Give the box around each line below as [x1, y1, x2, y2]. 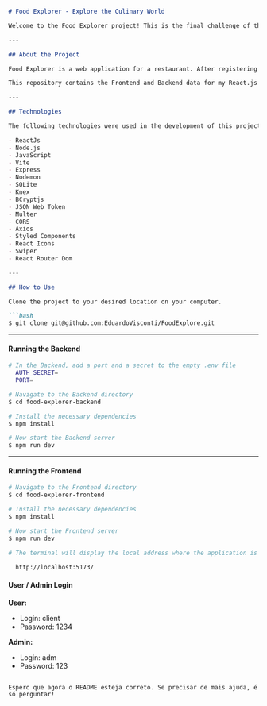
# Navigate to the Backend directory [8, 390, 133, 399]
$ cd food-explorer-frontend [8, 491, 105, 500]
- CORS [8, 218, 30, 226]
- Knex [8, 188, 30, 196]
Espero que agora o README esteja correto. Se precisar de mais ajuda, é [8, 683, 258, 691]
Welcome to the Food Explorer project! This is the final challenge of [8, 21, 250, 29]
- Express [8, 166, 41, 174]
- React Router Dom [8, 254, 73, 262]
